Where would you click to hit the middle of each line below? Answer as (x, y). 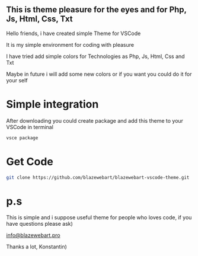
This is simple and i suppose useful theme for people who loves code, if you (99, 217)
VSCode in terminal (30, 127)
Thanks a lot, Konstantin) (36, 247)
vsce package (22, 138)
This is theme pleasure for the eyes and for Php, (96, 10)
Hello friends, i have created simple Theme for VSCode (74, 33)
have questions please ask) (39, 224)
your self (17, 80)
